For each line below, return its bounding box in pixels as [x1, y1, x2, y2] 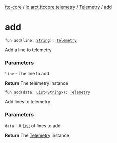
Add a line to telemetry [5, 47, 52, 53]
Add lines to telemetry [5, 99, 51, 105]
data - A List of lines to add [5, 122, 61, 129]
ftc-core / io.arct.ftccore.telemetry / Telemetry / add [5, 4, 112, 10]
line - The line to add [5, 71, 50, 77]
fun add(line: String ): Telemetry [5, 38, 77, 43]
